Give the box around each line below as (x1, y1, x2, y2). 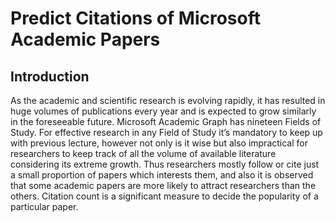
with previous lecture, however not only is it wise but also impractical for (10, 137, 308, 149)
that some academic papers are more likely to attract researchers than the (10, 180, 317, 191)
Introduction (10, 68, 90, 85)
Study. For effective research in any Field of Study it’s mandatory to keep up (10, 127, 323, 138)
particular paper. (10, 201, 79, 212)
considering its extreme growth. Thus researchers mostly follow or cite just (10, 158, 320, 170)
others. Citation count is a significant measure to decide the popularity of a (10, 190, 319, 202)
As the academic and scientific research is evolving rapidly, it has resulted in (10, 95, 326, 106)
